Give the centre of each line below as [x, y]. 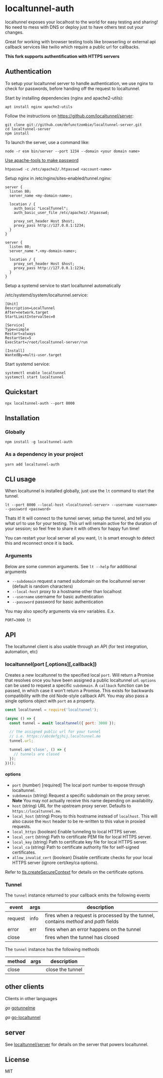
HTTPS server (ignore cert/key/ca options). [55, 862]
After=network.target [27, 312]
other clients [25, 987]
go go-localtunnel [23, 1017]
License [17, 1060]
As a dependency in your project [44, 454]
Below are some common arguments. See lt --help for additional [71, 566]
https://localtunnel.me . [37, 811]
